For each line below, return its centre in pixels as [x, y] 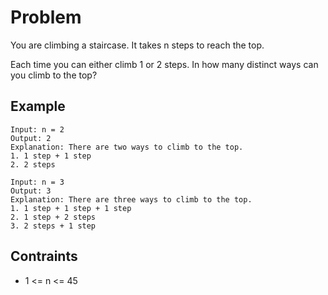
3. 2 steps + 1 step [53, 226]
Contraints [44, 256]
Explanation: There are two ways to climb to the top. [127, 147]
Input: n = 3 [37, 182]
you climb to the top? [54, 75]
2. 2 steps [33, 164]
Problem [46, 17]
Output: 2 [31, 138]
